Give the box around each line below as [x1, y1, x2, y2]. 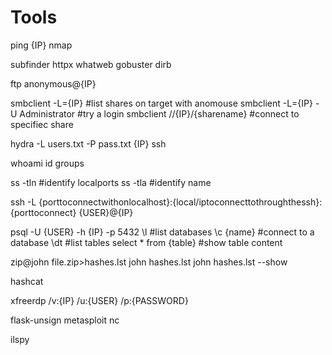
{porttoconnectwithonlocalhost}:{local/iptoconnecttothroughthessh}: [38, 196, 323, 208]
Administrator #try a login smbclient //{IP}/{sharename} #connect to [19, 107, 300, 120]
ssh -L [10, 196, 37, 208]
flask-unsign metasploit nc [10, 314, 120, 326]
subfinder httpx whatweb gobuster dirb [10, 58, 172, 70]
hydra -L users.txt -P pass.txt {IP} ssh [10, 137, 167, 150]
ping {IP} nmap [10, 39, 73, 51]
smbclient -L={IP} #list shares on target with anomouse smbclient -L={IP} [10, 97, 313, 109]
